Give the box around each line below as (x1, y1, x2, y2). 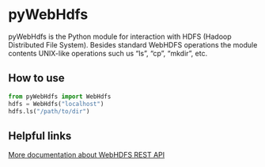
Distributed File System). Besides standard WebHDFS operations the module (8, 40, 258, 49)
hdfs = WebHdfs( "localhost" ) (8, 100, 104, 108)
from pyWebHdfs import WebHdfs (8, 93, 112, 101)
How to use (8, 71, 65, 85)
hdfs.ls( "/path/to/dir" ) (8, 107, 90, 116)
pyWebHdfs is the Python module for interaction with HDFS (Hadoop (8, 32, 232, 41)
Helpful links (8, 129, 72, 142)
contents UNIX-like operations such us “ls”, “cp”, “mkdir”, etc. (8, 48, 208, 58)
